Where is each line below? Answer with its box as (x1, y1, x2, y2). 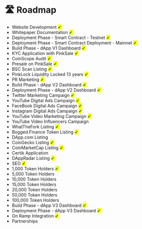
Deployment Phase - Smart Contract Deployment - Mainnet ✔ (11, 39, 138, 45)
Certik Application (11, 150, 49, 156)
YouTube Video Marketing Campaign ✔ (11, 113, 92, 119)
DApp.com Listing (11, 134, 48, 140)
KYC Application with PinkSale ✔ (11, 50, 78, 56)
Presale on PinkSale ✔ (11, 61, 57, 67)
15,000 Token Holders (11, 181, 57, 187)
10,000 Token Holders (11, 176, 57, 182)
